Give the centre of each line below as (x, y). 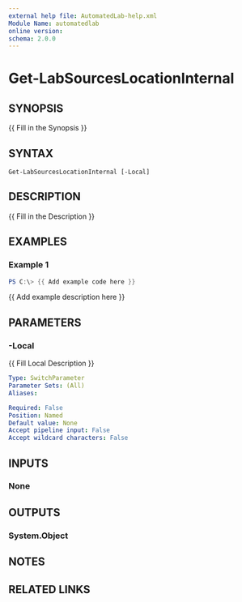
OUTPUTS (34, 512)
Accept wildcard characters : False (68, 438)
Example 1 (29, 265)
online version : (36, 31)
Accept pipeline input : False (59, 430)
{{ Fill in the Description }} (52, 216)
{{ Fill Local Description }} (51, 363)
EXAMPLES (38, 242)
